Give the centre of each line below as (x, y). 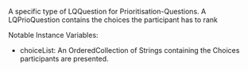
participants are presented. (64, 59)
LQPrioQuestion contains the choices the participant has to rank (113, 20)
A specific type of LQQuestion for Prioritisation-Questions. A (107, 11)
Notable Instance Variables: (53, 35)
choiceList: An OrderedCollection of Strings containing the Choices (130, 50)
